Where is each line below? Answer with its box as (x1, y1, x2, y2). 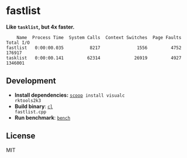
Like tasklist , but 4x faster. (6, 23, 75, 30)
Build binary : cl (14, 103, 53, 110)
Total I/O (6, 40, 30, 45)
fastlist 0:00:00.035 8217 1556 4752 (6, 45, 182, 51)
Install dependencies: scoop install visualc (14, 92, 125, 99)
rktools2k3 (14, 97, 41, 103)
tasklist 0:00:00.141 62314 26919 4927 (6, 55, 182, 61)
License (6, 131, 36, 141)
